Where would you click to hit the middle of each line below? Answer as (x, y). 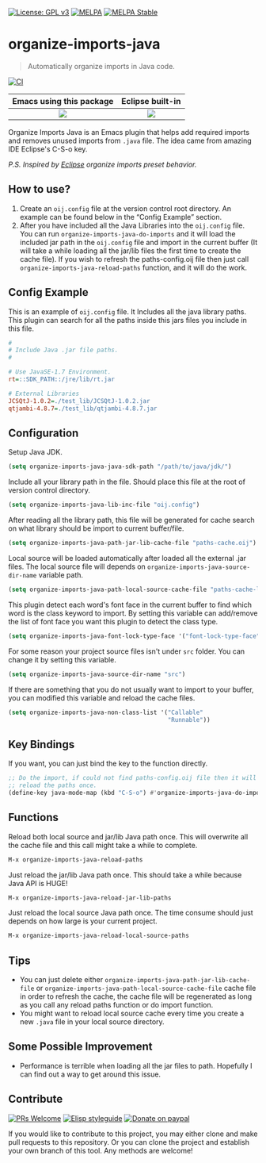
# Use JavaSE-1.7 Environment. (60, 372)
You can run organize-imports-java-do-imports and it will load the (127, 233)
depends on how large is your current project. (83, 921)
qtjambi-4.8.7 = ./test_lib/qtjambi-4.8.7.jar (83, 409)
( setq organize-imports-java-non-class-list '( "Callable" (106, 712)
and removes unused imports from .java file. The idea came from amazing (130, 140)
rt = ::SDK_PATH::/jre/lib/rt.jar (61, 380)
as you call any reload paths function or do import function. (116, 1005)
